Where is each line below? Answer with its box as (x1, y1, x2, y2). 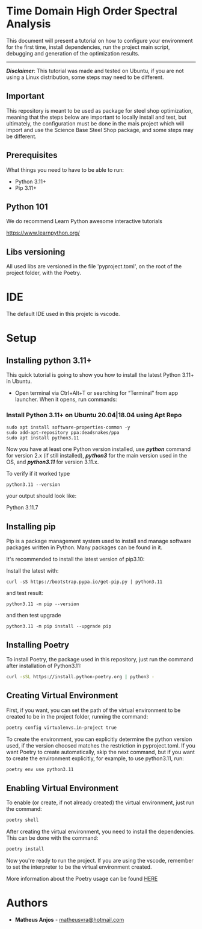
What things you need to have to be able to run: (6, 166, 124, 173)
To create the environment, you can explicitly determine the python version (6, 735, 192, 743)
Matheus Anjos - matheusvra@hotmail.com (14, 916, 124, 923)
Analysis (6, 17, 51, 31)
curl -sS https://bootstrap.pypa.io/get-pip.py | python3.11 (6, 579, 163, 585)
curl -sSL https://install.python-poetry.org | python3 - (6, 674, 155, 680)
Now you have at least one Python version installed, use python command (6, 446, 191, 453)
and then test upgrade (6, 612, 61, 619)
